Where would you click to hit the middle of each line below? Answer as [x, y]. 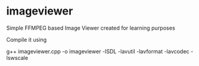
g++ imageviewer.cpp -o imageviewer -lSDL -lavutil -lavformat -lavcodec [98, 51]
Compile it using [27, 39]
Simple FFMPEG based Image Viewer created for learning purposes [91, 28]
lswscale [17, 58]
